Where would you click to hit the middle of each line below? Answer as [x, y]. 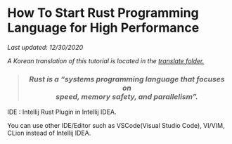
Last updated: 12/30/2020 [45, 47]
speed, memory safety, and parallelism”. [127, 96]
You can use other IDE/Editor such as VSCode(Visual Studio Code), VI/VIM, [116, 126]
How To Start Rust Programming [103, 13]
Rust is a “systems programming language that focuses [127, 79]
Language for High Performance [103, 28]
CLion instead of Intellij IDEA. [49, 133]
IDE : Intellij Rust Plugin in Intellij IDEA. [62, 112]
